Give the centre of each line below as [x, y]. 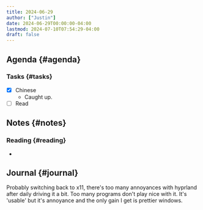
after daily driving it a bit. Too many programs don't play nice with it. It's [97, 194]
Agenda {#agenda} [44, 60]
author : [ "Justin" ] [31, 18]
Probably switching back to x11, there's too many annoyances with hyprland [102, 187]
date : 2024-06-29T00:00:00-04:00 [49, 23]
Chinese [26, 90]
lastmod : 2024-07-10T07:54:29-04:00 [53, 29]
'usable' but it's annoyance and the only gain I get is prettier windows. [94, 201]
